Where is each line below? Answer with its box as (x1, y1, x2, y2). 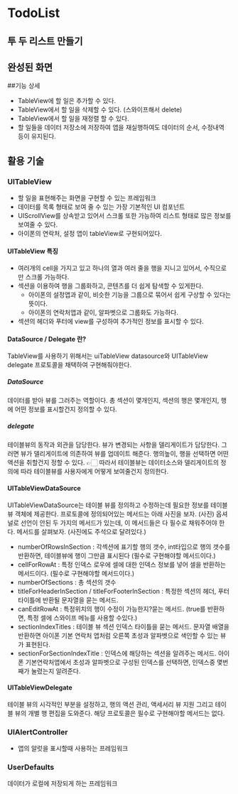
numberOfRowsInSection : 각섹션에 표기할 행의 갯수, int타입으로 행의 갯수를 (17, 542, 231, 551)
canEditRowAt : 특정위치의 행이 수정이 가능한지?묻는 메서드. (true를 (17, 604, 206, 613)
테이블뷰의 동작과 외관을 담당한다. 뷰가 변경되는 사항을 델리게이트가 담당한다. (7, 440, 220, 449)
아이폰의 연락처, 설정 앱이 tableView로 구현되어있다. (17, 229, 162, 238)
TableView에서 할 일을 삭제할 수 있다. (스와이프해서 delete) (17, 105, 183, 114)
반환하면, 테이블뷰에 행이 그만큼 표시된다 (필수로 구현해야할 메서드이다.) (17, 551, 216, 560)
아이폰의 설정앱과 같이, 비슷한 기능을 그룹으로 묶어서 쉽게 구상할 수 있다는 (28, 290, 232, 299)
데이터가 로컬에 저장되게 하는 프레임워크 (7, 779, 118, 788)
